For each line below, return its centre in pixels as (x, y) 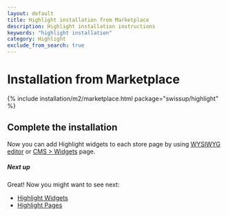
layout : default (30, 13)
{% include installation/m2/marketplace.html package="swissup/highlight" (113, 98)
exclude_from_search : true (46, 45)
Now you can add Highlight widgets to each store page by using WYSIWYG (114, 144)
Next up (19, 167)
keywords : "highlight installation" (60, 33)
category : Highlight (37, 39)
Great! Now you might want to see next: (63, 184)
